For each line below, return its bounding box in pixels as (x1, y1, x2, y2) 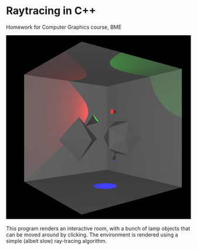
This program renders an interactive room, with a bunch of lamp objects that (6, 225, 191, 232)
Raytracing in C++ (6, 4, 97, 18)
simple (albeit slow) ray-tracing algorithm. (6, 238, 107, 245)
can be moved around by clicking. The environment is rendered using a (6, 231, 178, 238)
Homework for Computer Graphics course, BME (6, 23, 122, 31)
